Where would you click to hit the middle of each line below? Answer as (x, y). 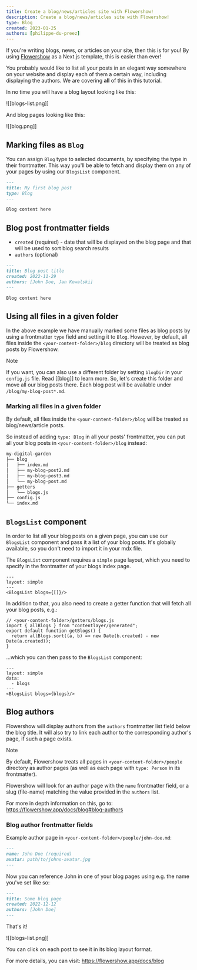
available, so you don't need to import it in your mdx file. (74, 549)
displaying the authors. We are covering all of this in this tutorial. (84, 81)
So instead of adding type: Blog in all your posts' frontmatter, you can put (96, 437)
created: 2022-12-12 (31, 904)
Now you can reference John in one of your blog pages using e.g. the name (98, 876)
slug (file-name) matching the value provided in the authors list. (83, 792)
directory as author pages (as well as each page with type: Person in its (93, 768)
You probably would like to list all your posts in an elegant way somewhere (96, 68)
